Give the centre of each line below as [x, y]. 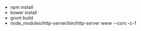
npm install [22, 7]
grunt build [21, 18]
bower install [23, 12]
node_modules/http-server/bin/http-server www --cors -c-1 [73, 23]
